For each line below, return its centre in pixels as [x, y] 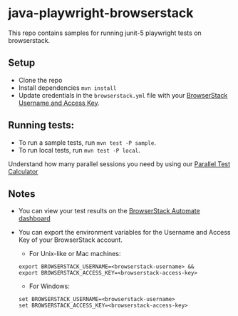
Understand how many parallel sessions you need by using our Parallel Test [119, 164]
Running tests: [41, 125]
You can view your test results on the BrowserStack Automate [109, 211]
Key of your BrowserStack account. [71, 240]
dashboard [34, 218]
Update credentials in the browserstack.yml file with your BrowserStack [123, 95]
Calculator [23, 171]
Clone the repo [40, 80]
